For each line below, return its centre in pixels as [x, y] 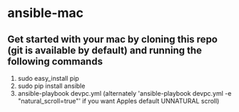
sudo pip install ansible [51, 86]
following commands [55, 61]
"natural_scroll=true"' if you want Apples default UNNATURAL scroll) [118, 101]
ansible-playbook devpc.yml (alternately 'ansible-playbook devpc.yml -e [124, 93]
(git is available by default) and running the [105, 50]
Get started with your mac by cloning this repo [112, 39]
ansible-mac [46, 13]
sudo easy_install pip [49, 78]
